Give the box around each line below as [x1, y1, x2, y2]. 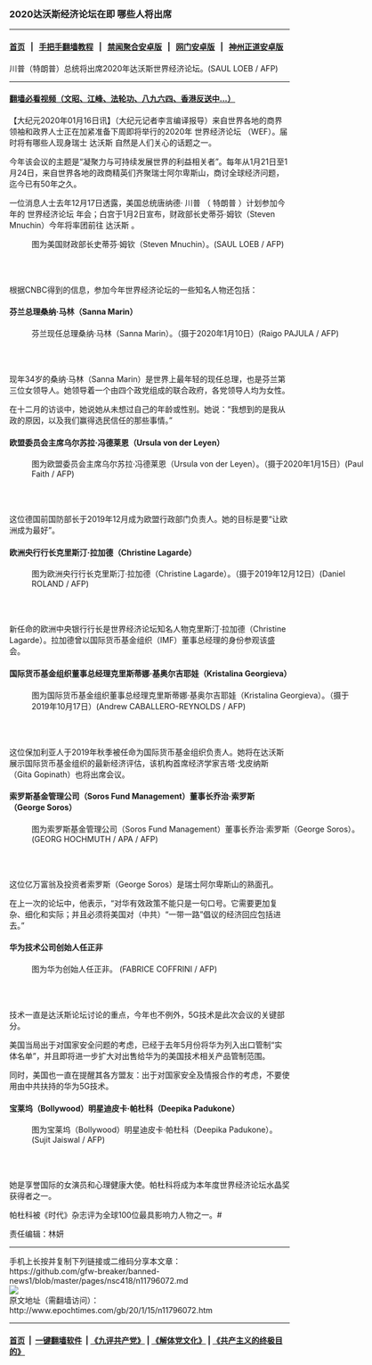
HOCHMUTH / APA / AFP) [63, 833, 158, 844]
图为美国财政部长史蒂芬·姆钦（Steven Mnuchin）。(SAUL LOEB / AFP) [31, 238, 285, 249]
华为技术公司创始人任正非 [9, 942, 103, 953]
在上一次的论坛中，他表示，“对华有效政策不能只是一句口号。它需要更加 [9, 898, 271, 908]
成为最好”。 [16, 525, 61, 536]
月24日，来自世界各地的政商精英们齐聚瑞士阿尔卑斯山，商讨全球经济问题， [9, 167, 285, 178]
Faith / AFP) [31, 468, 75, 479]
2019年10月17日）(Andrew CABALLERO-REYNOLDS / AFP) [31, 700, 247, 711]
